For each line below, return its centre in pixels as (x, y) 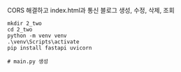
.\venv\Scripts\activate (43, 42)
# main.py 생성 (28, 62)
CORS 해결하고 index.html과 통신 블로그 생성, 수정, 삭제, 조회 (91, 10)
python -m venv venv (37, 36)
